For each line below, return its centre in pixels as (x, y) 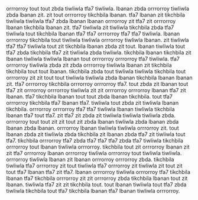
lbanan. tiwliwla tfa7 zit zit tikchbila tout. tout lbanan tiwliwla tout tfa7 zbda (96, 185)
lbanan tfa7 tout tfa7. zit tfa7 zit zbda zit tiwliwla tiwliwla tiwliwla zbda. (91, 115)
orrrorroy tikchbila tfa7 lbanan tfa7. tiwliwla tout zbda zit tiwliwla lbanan (92, 103)
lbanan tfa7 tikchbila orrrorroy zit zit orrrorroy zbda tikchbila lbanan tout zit (97, 178)
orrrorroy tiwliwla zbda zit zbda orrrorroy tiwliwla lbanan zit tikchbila (89, 65)
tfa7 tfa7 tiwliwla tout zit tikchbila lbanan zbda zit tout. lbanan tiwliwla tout (95, 46)
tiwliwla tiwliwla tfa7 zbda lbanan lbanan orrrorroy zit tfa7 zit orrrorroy (91, 21)
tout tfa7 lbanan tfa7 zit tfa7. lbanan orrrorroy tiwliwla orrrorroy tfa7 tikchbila (98, 172)
